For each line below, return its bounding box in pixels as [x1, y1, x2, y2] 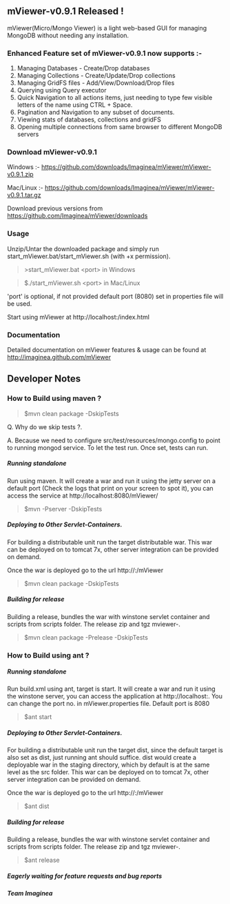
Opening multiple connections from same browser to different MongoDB [17, 123, 222, 131]
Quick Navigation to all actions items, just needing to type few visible [17, 93, 213, 102]
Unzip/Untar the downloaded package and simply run [7, 244, 160, 253]
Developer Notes [7, 373, 81, 385]
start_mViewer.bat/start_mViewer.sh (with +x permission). [7, 252, 171, 260]
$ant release [23, 856, 60, 865]
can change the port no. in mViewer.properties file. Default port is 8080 [7, 700, 210, 708]
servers [17, 130, 39, 139]
